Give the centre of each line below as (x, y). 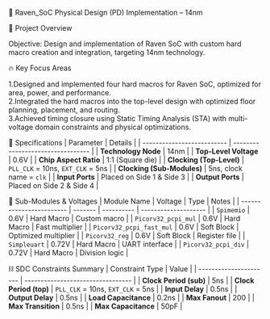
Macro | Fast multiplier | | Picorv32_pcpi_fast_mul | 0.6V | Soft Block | (124, 227)
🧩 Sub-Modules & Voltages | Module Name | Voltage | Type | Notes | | (124, 201)
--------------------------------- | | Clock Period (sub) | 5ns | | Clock (139, 280)
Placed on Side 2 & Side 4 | (54, 185)
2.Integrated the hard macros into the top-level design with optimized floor (132, 101)
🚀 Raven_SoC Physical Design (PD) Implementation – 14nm (106, 13)
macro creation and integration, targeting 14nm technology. (107, 52)
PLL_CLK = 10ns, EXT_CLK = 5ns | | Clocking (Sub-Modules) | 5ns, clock (126, 168)
